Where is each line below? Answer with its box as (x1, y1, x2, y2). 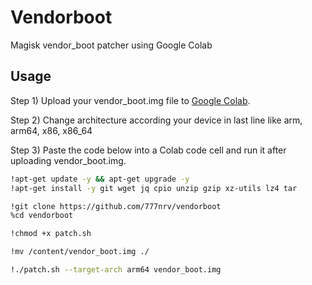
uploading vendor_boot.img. (10, 154, 127, 166)
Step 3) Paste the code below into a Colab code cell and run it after (10, 144, 287, 156)
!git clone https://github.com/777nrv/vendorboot (10, 201, 222, 211)
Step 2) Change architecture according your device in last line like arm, (10, 114, 303, 126)
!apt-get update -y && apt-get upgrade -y (10, 174, 190, 184)
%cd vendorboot (10, 211, 74, 221)
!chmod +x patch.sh (10, 229, 92, 239)
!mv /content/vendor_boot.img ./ (10, 247, 150, 257)
